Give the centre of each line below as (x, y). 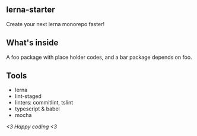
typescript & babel (37, 109)
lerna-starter (31, 10)
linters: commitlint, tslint (44, 103)
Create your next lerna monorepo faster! (55, 24)
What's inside (32, 43)
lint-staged (28, 96)
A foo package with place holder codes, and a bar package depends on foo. (99, 57)
